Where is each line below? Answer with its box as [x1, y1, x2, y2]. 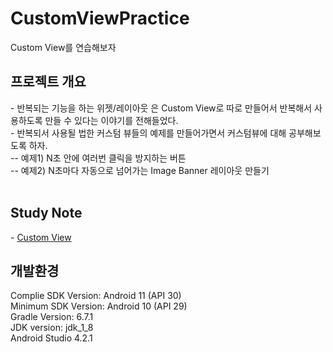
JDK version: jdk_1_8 [10, 322, 94, 334]
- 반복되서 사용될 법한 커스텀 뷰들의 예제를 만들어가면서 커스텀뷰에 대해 [10, 127, 287, 139]
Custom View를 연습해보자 [10, 41, 117, 53]
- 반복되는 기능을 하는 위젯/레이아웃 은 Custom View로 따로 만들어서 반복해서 [10, 102, 313, 114]
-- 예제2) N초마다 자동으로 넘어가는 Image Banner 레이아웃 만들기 [10, 164, 270, 176]
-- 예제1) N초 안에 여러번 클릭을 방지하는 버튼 [10, 152, 187, 164]
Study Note [10, 205, 83, 222]
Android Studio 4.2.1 [10, 332, 93, 344]
